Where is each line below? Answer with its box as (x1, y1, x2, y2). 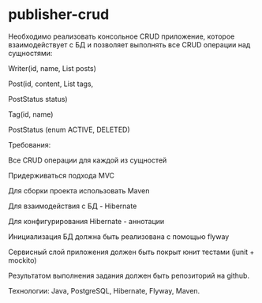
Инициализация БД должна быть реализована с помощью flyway (8, 231, 230, 241)
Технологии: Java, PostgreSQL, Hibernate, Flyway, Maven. (8, 286, 200, 295)
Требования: (8, 140, 51, 149)
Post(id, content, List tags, (8, 79, 94, 88)
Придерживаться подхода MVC (8, 170, 115, 180)
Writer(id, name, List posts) (8, 63, 97, 73)
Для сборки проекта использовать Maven (8, 185, 150, 195)
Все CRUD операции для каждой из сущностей (8, 155, 167, 165)
